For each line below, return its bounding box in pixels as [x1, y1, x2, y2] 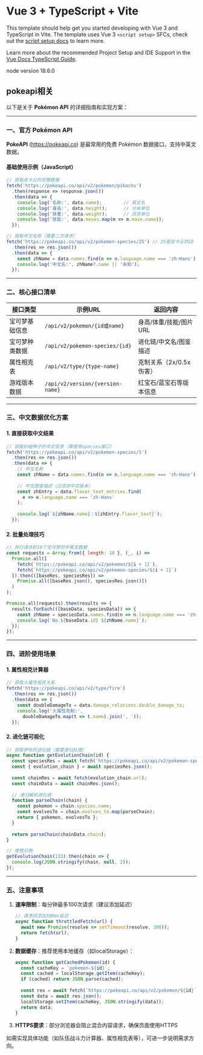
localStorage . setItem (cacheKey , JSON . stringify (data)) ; [21, 999, 164, 1005]
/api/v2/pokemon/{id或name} [44, 322, 124, 329]
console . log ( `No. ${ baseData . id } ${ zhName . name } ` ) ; [17, 617, 147, 624]
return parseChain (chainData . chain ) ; [11, 831, 107, 837]
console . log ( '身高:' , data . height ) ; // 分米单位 [17, 205, 150, 211]
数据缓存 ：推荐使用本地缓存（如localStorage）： [14, 947, 134, 954]
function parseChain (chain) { [11, 797, 88, 804]
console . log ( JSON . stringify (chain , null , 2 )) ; [11, 859, 131, 865]
